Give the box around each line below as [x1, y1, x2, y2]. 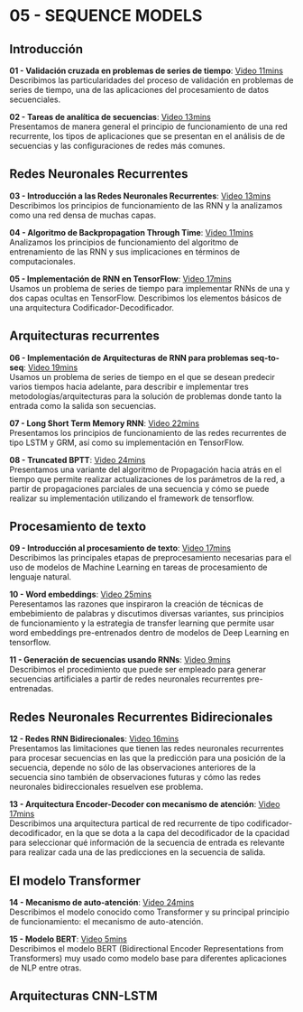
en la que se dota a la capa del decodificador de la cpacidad [64, 828, 290, 839]
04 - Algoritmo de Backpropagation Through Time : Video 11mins [9, 227, 254, 237]
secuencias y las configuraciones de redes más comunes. [9, 141, 225, 151]
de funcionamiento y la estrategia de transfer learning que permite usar [9, 617, 275, 628]
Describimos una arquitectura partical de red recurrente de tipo [9, 818, 245, 829]
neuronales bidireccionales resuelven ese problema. [9, 782, 204, 793]
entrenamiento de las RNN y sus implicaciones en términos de [9, 246, 241, 257]
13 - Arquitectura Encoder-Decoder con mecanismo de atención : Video [9, 799, 280, 810]
